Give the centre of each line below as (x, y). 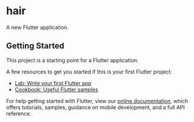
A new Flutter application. (37, 27)
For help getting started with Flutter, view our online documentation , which (97, 101)
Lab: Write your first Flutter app (53, 83)
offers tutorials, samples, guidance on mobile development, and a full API (96, 107)
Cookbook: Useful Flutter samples (56, 89)
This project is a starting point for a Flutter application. (72, 60)
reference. (19, 113)
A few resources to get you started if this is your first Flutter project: (89, 72)
